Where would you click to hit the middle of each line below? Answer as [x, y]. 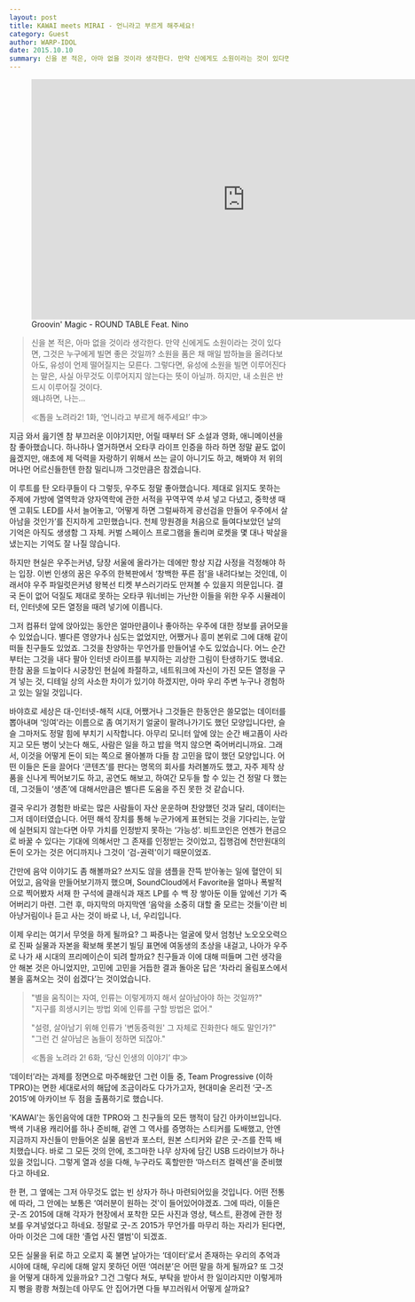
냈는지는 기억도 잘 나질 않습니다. [65, 544]
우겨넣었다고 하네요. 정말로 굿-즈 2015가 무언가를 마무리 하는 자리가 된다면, [155, 1225]
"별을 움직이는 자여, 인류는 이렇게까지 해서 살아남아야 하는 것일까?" [147, 997]
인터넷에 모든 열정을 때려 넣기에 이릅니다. [92, 607]
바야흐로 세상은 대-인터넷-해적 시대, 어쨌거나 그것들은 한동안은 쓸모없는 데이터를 [148, 711]
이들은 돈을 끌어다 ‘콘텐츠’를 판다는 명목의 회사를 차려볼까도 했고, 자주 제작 [147, 766]
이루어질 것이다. [75, 387]
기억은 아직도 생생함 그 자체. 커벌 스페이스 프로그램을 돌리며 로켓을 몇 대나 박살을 [149, 532]
